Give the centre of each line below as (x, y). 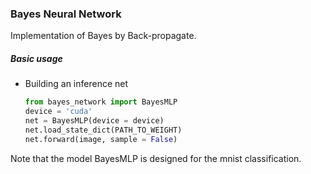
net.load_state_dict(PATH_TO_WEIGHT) (103, 130)
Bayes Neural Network (66, 14)
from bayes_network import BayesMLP (101, 102)
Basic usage (36, 58)
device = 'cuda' (58, 112)
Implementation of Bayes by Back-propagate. (103, 36)
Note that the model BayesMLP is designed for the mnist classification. (156, 158)
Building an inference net (76, 84)
